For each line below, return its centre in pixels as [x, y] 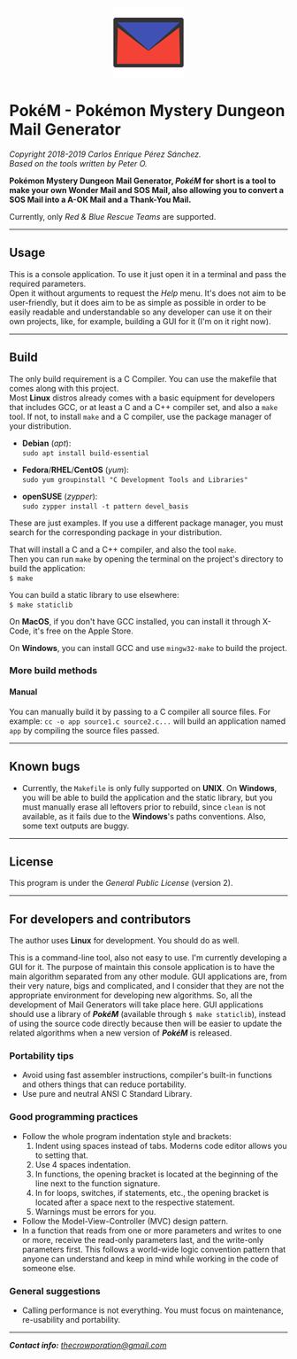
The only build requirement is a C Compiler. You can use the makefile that [143, 378]
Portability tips [42, 1056]
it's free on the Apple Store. [84, 631]
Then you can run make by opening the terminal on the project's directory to [146, 559]
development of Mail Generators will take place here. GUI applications [136, 1005]
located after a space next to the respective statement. [135, 1202]
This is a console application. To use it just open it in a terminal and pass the [148, 274]
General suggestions [55, 1291]
